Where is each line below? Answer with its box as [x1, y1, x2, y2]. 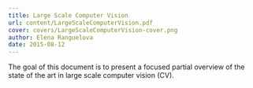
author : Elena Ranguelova [8, 33, 93, 42]
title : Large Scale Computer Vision [8, 11, 128, 20]
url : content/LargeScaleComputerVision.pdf [8, 19, 154, 27]
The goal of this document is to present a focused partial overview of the [8, 62, 245, 71]
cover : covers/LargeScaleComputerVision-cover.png [8, 26, 178, 34]
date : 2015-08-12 [8, 41, 65, 49]
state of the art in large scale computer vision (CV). [8, 71, 175, 80]
